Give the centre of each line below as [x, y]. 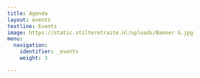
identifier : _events [49, 52]
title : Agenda [28, 13]
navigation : [31, 45]
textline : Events [32, 26]
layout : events [29, 20]
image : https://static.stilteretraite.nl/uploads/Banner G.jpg [100, 32]
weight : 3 [34, 58]
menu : [15, 39]
